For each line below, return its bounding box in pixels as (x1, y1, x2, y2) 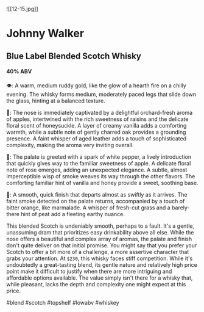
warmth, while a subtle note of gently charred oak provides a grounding (6, 128, 186, 136)
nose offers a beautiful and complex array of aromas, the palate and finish (6, 235, 192, 242)
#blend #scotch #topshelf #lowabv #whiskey (6, 299, 120, 306)
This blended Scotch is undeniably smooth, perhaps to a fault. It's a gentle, (6, 222, 195, 230)
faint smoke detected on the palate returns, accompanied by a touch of (6, 197, 185, 205)
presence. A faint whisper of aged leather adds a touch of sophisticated (6, 134, 187, 142)
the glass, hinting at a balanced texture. (6, 97, 105, 104)
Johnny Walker (6, 27, 84, 40)
